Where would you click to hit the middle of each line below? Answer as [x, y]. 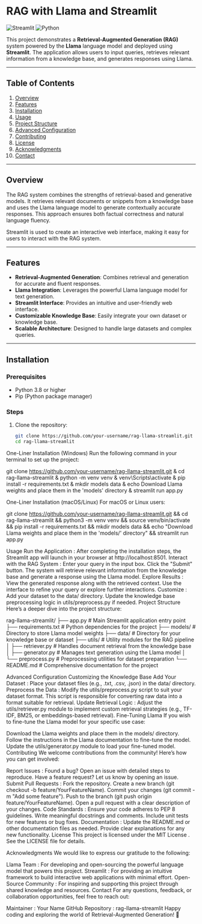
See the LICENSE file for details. [46, 841]
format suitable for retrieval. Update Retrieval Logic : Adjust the [84, 703]
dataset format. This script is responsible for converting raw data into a [94, 696]
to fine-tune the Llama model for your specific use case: [76, 722]
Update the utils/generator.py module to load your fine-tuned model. [91, 746]
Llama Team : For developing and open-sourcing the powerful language [95, 865]
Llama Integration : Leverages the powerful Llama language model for [101, 290]
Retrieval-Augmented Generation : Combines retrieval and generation [102, 277]
